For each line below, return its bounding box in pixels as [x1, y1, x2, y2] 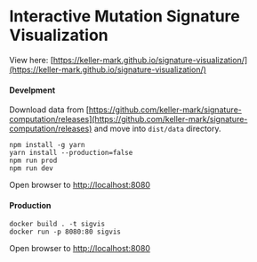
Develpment [9, 85, 56, 95]
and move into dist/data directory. [93, 123, 221, 135]
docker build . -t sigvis [9, 220, 105, 229]
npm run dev [9, 164, 53, 173]
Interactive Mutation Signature [9, 6, 240, 27]
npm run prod [9, 156, 58, 166]
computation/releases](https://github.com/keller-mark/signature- [9, 114, 248, 125]
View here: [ [9, 54, 54, 65]
